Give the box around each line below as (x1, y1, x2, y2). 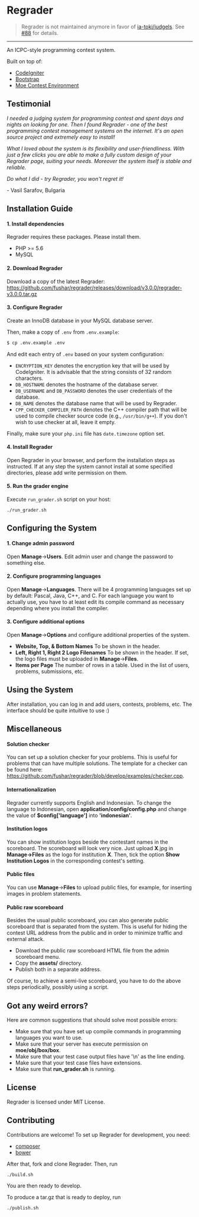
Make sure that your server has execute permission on (15, 1040, 148, 1047)
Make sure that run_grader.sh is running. (15, 1066, 116, 1073)
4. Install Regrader (6, 444, 53, 451)
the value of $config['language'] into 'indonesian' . (6, 812, 132, 819)
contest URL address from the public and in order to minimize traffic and (6, 929, 182, 936)
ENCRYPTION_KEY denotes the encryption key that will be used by (15, 362, 170, 369)
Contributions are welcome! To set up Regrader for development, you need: (6, 1131, 191, 1138)
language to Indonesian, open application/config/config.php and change (6, 805, 187, 812)
